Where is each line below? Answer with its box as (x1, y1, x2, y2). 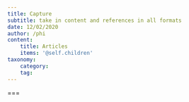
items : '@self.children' (20, 50, 93, 57)
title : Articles (20, 43, 69, 50)
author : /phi (7, 30, 46, 37)
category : (20, 63, 50, 70)
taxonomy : (7, 56, 37, 63)
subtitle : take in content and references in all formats (7, 17, 182, 24)
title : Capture (7, 10, 52, 18)
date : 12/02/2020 (7, 23, 59, 30)
